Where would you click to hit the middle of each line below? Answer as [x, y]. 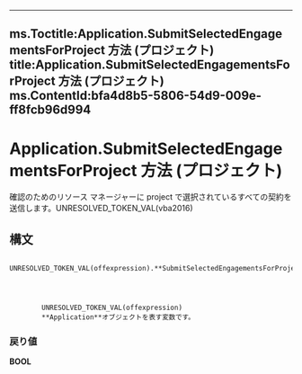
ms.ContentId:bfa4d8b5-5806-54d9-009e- [136, 96]
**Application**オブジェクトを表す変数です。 [118, 317]
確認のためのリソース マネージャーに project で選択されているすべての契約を [151, 197]
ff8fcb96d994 [50, 110]
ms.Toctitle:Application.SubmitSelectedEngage [146, 34]
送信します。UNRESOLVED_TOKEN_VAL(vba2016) [101, 209]
